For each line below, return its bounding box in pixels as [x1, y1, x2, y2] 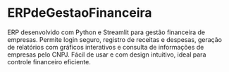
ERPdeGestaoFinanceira [7, 5, 152, 21]
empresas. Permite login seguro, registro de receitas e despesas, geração [7, 35, 222, 43]
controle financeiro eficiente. [7, 57, 92, 66]
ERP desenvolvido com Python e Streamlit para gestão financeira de [7, 28, 206, 36]
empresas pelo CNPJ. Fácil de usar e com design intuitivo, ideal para [7, 50, 206, 59]
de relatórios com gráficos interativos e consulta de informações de [7, 43, 204, 51]
